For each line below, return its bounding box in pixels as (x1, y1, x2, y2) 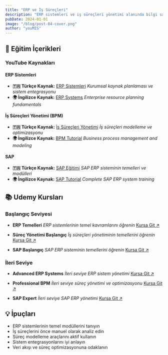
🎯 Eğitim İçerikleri (5, 44, 61, 53)
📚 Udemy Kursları (5, 193, 63, 201)
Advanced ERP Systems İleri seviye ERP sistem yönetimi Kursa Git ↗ (12, 270, 154, 276)
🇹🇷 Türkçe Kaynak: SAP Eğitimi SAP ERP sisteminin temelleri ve (12, 165, 146, 171)
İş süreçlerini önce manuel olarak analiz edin (12, 328, 104, 334)
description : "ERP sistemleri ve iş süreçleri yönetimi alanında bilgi (5, 12, 157, 17)
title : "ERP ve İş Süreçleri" (5, 7, 68, 12)
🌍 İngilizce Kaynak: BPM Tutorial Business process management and (12, 135, 157, 141)
